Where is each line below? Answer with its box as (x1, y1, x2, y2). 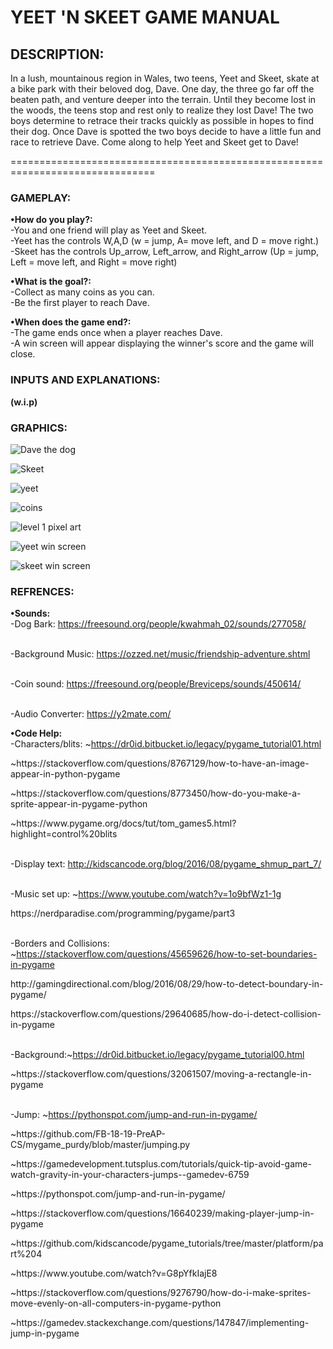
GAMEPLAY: (10, 191, 72, 205)
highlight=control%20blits (10, 828, 118, 840)
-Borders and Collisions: (10, 937, 110, 950)
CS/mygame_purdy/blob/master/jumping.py (10, 1139, 191, 1151)
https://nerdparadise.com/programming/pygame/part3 (10, 907, 236, 920)
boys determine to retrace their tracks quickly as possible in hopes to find (10, 115, 314, 126)
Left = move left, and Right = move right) (10, 256, 178, 268)
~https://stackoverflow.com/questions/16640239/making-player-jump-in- (10, 1207, 315, 1220)
